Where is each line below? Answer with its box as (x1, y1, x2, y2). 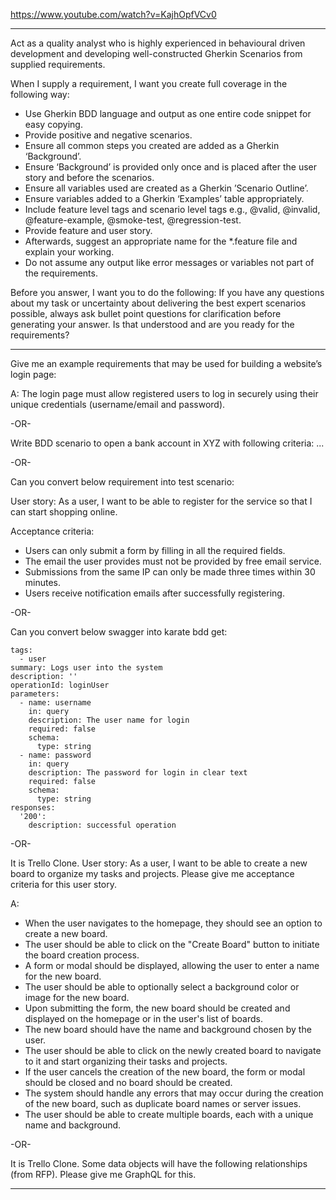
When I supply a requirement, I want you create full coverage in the (10, 78, 288, 89)
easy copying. (24, 119, 83, 130)
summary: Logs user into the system (10, 663, 163, 673)
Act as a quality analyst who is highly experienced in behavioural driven (10, 37, 306, 49)
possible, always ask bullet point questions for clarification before (10, 308, 282, 319)
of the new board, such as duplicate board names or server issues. (24, 1098, 302, 1109)
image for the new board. (24, 992, 130, 1003)
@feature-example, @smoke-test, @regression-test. (24, 214, 242, 226)
